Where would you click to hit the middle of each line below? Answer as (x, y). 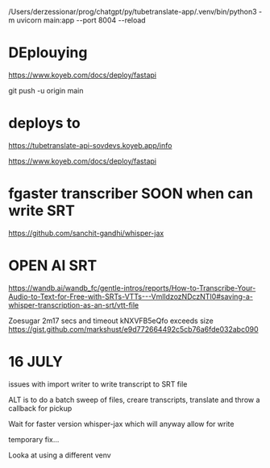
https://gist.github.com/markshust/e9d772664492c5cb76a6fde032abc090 (134, 329)
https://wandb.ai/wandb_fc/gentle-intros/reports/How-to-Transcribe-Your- (132, 288)
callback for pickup (40, 408)
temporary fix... (34, 439)
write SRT (42, 211)
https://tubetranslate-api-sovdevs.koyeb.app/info (90, 145)
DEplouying (48, 53)
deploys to (44, 123)
